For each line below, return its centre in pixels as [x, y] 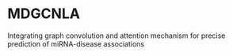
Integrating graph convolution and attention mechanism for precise [116, 35]
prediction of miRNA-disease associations [76, 43]
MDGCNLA [44, 14]
